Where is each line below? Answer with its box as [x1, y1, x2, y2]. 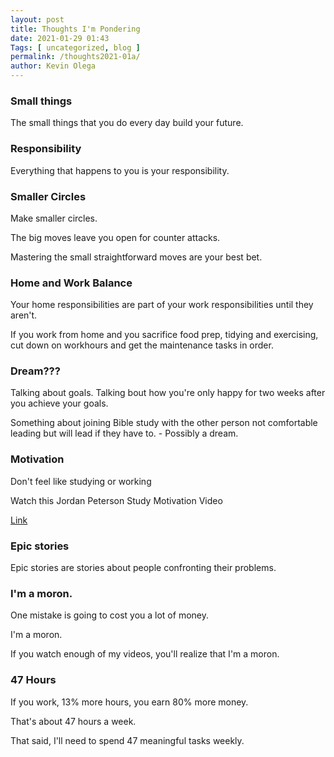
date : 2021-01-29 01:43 [10, 33, 110, 43]
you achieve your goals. [10, 397, 109, 410]
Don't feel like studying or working [10, 475, 152, 487]
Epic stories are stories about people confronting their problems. [10, 562, 277, 574]
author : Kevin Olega [10, 61, 97, 71]
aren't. [10, 309, 38, 321]
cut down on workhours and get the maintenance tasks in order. [10, 339, 274, 351]
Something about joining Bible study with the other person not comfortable [10, 417, 318, 429]
